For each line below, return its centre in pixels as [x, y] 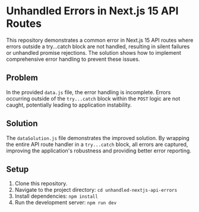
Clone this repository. [41, 183]
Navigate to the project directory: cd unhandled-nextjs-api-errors [96, 190]
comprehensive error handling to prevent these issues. [73, 59]
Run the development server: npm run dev [66, 202]
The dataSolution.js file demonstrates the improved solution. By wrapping [98, 138]
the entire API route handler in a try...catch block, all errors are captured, [97, 144]
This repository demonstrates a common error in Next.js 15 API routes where [100, 40]
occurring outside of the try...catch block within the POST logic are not [93, 98]
